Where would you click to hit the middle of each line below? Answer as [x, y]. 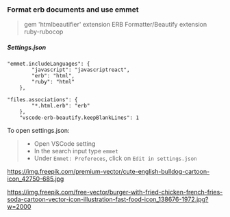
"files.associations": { [42, 100]
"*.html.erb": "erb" [61, 106]
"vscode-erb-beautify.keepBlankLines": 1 [79, 118]
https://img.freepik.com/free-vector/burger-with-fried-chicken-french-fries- [115, 192]
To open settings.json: [38, 131]
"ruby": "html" [53, 82]
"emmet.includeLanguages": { [49, 64]
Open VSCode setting [65, 144]
